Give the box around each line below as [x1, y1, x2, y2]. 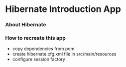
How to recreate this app [5, 35, 66, 42]
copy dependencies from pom [12, 46, 75, 52]
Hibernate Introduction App [5, 3, 121, 15]
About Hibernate [5, 21, 46, 28]
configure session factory [12, 56, 66, 63]
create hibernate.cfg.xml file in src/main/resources [12, 51, 117, 57]
